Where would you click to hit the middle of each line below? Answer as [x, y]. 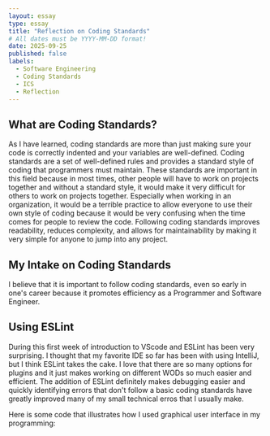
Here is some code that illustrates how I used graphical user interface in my [135, 414]
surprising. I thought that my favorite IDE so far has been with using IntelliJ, [134, 355]
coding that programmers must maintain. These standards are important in [133, 170]
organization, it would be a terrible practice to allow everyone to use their [131, 205]
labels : [21, 62]
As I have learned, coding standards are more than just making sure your [130, 144]
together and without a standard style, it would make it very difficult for [127, 187]
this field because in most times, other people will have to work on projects [134, 179]
